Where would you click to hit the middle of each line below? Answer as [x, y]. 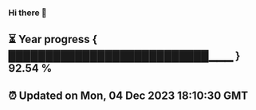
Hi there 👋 [28, 13]
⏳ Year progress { [53, 39]
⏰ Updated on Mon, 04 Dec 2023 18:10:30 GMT [128, 95]
